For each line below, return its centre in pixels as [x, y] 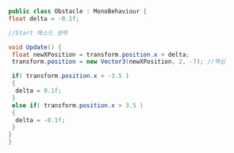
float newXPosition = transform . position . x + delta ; [101, 54]
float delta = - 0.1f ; [44, 19]
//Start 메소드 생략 [38, 33]
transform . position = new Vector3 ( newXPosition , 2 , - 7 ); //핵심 [119, 62]
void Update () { [35, 47]
